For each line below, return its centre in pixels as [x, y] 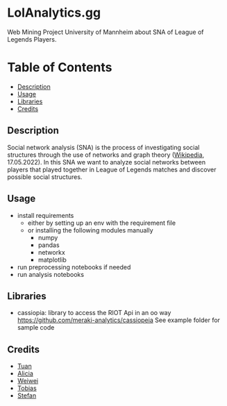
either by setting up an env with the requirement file [101, 223]
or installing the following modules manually [91, 230]
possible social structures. [45, 177]
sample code [36, 328]
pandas [49, 245]
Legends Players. [32, 39]
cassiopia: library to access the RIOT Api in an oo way [94, 313]
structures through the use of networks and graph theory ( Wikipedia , [106, 155]
